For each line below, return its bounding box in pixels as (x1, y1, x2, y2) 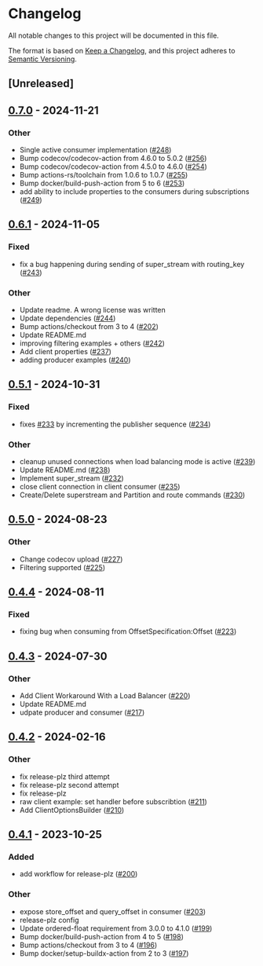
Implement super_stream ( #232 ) (19, 473, 124, 483)
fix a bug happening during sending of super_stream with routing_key (19, 259, 245, 269)
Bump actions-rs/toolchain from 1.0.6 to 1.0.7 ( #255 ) (19, 170, 188, 180)
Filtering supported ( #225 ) (19, 562, 106, 572)
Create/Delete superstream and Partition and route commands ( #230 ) (19, 490, 246, 499)
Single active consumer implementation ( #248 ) (19, 145, 172, 155)
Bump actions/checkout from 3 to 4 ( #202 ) (19, 322, 159, 331)
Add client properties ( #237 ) (19, 347, 112, 356)
